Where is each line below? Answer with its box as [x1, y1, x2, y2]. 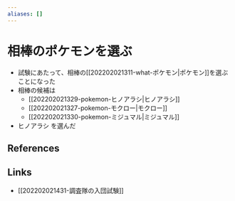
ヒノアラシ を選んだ [17, 121, 76, 130]
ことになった [17, 77, 56, 85]
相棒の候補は [17, 86, 56, 94]
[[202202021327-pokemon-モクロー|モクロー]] [28, 104, 167, 112]
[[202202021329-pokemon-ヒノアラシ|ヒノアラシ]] [28, 94, 180, 103]
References [7, 142, 60, 154]
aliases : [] [7, 10, 43, 18]
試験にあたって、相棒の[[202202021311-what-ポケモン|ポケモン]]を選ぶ [17, 68, 229, 77]
